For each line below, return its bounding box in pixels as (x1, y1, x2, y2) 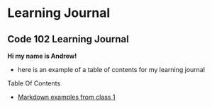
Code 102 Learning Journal (7, 33, 130, 45)
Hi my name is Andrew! (7, 52, 77, 60)
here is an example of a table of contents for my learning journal (17, 66, 206, 73)
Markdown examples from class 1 (17, 93, 116, 101)
